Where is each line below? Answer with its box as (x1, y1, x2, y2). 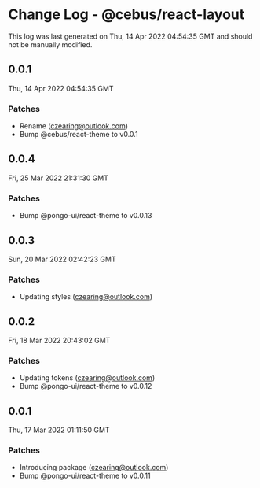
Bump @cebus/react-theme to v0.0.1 (19, 130, 139, 139)
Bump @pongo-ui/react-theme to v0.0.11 (19, 471, 151, 481)
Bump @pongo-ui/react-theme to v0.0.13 (19, 211, 152, 220)
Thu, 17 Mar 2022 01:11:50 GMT (8, 425, 110, 434)
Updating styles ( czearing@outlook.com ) (19, 292, 153, 301)
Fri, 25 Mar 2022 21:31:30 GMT (8, 173, 108, 183)
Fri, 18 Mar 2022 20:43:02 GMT (8, 336, 111, 346)
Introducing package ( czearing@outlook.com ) (19, 463, 169, 472)
